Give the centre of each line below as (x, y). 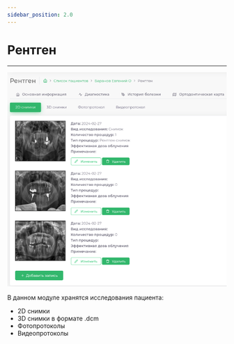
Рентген (32, 50)
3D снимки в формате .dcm (58, 318)
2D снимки (33, 311)
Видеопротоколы (43, 333)
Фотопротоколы (41, 326)
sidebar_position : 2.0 (40, 15)
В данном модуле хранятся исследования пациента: (85, 297)
